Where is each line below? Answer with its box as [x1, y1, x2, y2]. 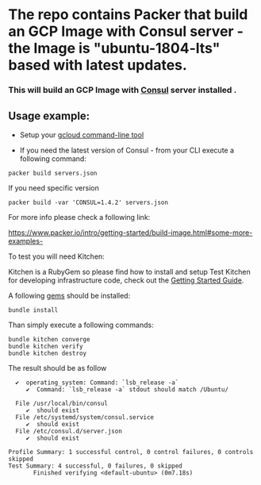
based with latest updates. [8, 56, 188, 75]
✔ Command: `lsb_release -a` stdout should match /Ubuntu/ [25, 385, 228, 394]
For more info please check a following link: [8, 212, 151, 221]
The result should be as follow [8, 363, 107, 372]
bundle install [8, 306, 59, 314]
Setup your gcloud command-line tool [19, 129, 144, 140]
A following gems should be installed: [8, 291, 131, 300]
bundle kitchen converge [8, 335, 90, 343]
